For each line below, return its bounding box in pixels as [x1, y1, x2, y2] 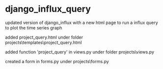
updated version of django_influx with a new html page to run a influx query [5, 20, 158, 25]
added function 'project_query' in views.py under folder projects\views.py [5, 49, 155, 55]
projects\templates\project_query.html [5, 39, 82, 45]
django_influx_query [5, 3, 91, 15]
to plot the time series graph [5, 24, 62, 30]
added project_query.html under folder [5, 34, 83, 40]
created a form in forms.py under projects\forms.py [5, 58, 109, 64]
